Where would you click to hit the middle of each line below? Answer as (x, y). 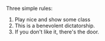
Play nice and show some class (52, 19)
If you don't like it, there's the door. (57, 32)
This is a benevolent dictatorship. (55, 26)
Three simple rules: (29, 8)
